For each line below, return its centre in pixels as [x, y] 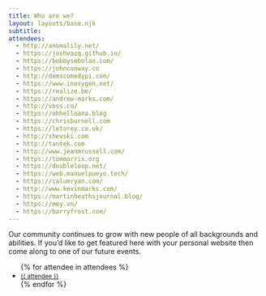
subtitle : [25, 31]
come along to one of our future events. [75, 252]
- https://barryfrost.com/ [61, 211]
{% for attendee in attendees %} [74, 267]
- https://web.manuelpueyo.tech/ [72, 174]
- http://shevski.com [52, 136]
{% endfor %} [43, 285]
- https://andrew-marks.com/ [65, 99]
